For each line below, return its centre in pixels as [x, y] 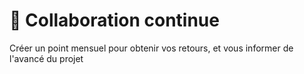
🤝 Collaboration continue [114, 20]
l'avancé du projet [46, 58]
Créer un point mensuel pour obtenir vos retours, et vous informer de [151, 48]
